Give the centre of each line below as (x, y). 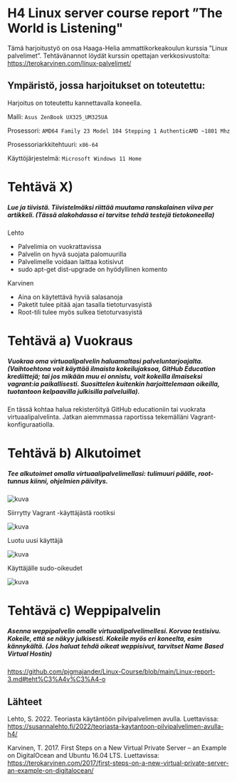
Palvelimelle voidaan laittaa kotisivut (70, 261)
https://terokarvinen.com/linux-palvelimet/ (69, 63)
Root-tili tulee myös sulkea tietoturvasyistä (80, 312)
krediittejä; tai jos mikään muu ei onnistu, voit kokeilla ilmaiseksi (105, 376)
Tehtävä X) (40, 187)
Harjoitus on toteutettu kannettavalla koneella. (75, 103)
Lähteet (25, 702)
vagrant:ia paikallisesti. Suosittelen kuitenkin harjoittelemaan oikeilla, (114, 384)
